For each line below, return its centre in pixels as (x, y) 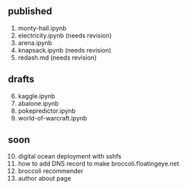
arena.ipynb (35, 43)
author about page (44, 179)
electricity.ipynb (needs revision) (65, 35)
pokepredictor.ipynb (46, 111)
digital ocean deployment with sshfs (70, 156)
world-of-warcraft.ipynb (52, 118)
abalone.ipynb (38, 103)
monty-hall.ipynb (42, 28)
